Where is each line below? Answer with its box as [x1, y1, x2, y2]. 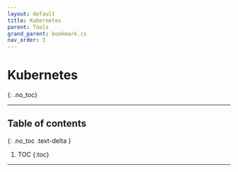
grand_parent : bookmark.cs [7, 30, 87, 38]
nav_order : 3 [7, 37, 46, 44]
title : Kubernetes [7, 17, 62, 24]
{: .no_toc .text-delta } [7, 136, 72, 145]
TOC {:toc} [17, 150, 50, 159]
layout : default [7, 10, 55, 18]
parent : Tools [7, 23, 50, 30]
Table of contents [7, 117, 86, 130]
